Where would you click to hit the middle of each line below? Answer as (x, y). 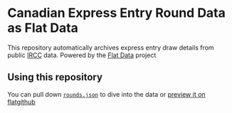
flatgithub (21, 102)
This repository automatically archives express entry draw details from (111, 47)
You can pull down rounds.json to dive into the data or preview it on (106, 94)
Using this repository (55, 77)
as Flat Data (43, 28)
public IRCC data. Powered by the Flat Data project (82, 55)
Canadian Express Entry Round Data (117, 13)
